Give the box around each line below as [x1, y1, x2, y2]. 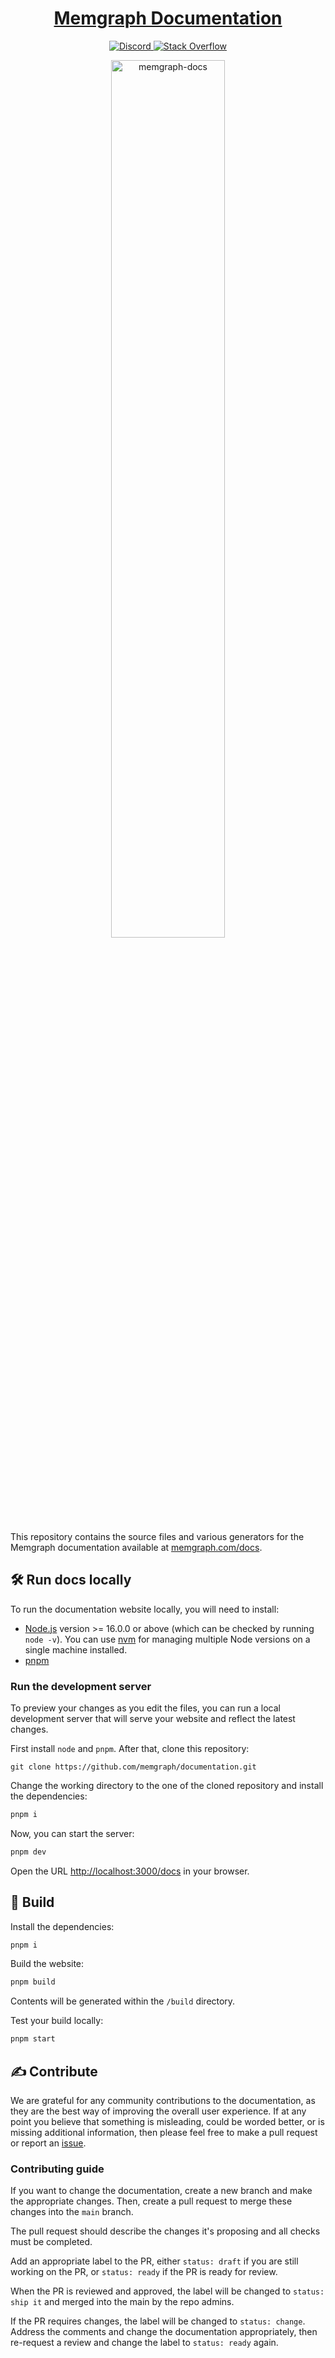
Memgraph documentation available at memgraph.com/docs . [10, 1541, 263, 1553]
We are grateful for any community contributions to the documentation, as [10, 2095, 316, 2107]
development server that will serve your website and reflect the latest [10, 1713, 296, 1725]
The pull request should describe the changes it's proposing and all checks [10, 2225, 321, 2237]
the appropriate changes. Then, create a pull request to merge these [10, 2195, 293, 2207]
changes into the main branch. [10, 2206, 134, 2218]
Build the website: [10, 1958, 85, 1970]
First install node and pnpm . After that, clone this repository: [10, 1743, 250, 1755]
